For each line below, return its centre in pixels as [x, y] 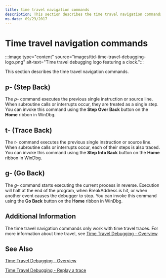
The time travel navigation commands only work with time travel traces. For [82, 228]
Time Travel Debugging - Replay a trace [46, 270]
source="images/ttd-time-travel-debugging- [101, 57]
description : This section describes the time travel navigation [74, 14]
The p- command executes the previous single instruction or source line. [79, 99]
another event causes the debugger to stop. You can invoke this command [81, 196]
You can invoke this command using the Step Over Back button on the [77, 109]
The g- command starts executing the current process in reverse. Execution [82, 185]
